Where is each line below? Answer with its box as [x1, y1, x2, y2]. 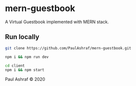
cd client [5, 63, 25, 68]
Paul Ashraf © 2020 [5, 76, 45, 82]
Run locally [5, 33, 40, 41]
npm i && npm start [5, 68, 45, 72]
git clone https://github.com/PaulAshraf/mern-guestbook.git [5, 45, 132, 51]
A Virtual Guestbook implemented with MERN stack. [5, 19, 109, 25]
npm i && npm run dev [5, 54, 49, 59]
